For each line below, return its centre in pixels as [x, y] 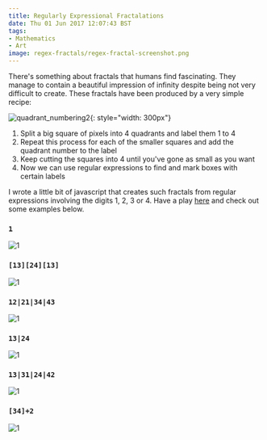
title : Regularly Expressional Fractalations [86, 16]
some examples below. [46, 209]
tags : [17, 31]
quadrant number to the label [68, 151]
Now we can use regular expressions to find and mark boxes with [129, 168]
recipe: [20, 102]
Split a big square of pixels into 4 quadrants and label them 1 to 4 [128, 133]
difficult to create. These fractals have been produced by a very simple [126, 93]
